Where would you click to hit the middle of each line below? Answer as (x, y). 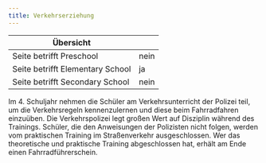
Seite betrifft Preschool (55, 56)
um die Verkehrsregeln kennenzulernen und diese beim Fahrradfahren (123, 110)
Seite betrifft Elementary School (72, 68)
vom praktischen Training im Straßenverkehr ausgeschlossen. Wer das (124, 135)
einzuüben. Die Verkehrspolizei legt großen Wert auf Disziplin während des (131, 118)
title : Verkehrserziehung (51, 16)
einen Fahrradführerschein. (53, 152)
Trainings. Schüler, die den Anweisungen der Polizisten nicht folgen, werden (133, 126)
